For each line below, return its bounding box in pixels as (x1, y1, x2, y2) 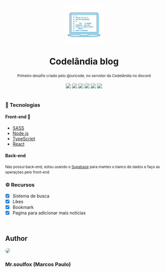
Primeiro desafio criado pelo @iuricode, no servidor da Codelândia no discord (17, 73, 151, 78)
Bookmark (12, 204, 34, 210)
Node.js (12, 130, 29, 136)
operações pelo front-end (5, 170, 49, 175)
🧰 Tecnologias (5, 101, 40, 108)
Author (5, 234, 27, 243)
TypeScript (12, 136, 35, 142)
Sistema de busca (12, 193, 50, 199)
